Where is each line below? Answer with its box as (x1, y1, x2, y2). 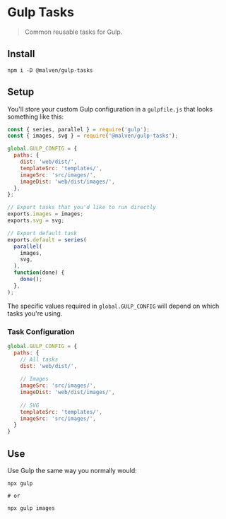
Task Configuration (7, 326, 76, 336)
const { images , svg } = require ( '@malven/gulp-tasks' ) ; (7, 132, 179, 140)
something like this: (7, 112, 64, 121)
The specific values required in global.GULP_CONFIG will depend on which (7, 302, 220, 310)
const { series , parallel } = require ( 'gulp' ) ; (7, 126, 150, 133)
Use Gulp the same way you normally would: (7, 467, 138, 475)
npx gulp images (7, 505, 55, 512)
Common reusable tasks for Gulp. (24, 28, 123, 36)
